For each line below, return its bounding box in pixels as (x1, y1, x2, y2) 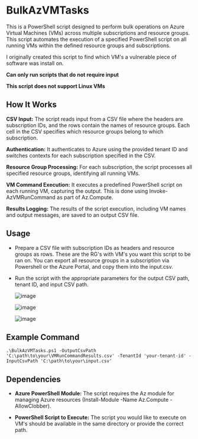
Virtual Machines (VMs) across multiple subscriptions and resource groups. (6, 29, 190, 36)
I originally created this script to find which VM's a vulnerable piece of (6, 53, 177, 60)
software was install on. (6, 60, 64, 67)
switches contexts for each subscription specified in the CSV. (6, 152, 156, 159)
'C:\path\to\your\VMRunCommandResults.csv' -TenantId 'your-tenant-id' (6, 353, 186, 359)
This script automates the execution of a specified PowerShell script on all (6, 35, 187, 43)
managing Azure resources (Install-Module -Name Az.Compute (14, 396, 169, 404)
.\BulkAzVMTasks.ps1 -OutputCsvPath (6, 348, 96, 354)
